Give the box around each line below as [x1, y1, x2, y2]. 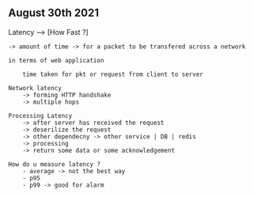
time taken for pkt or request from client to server [22, 70, 203, 78]
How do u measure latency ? [8, 160, 101, 169]
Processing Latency [8, 112, 73, 119]
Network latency [8, 84, 62, 92]
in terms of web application [8, 56, 104, 64]
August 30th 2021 [8, 6, 100, 20]
